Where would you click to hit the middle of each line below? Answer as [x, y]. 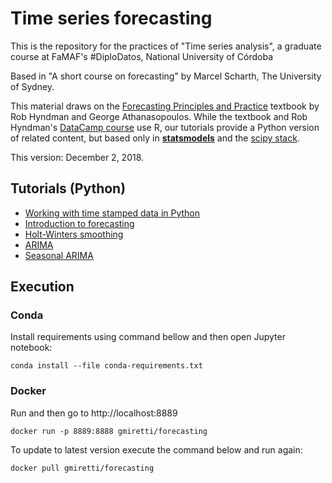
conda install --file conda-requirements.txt [106, 366]
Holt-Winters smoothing [74, 234]
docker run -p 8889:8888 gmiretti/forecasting [109, 431]
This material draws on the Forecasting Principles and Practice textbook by [165, 106]
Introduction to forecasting [79, 223]
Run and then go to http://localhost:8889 [94, 413]
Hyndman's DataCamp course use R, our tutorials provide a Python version [165, 127]
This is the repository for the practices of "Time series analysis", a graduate [166, 46]
